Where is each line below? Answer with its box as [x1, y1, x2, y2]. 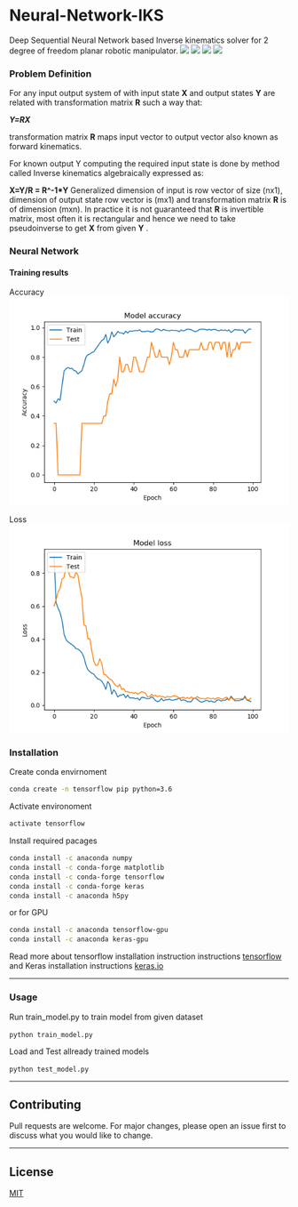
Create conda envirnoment [9, 767, 107, 777]
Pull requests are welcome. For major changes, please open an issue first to [9, 1121, 286, 1131]
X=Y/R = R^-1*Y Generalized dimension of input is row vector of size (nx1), [9, 185, 283, 196]
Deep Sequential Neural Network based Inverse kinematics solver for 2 [9, 35, 269, 45]
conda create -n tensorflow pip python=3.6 [9, 785, 173, 794]
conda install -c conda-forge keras [9, 881, 145, 890]
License [9, 1164, 54, 1179]
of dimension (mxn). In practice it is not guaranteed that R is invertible [9, 204, 264, 214]
